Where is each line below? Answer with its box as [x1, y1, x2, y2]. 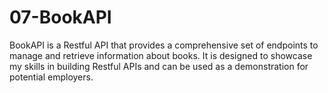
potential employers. [9, 71, 94, 83]
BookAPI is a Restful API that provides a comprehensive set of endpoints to [9, 39, 319, 51]
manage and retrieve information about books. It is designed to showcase [9, 49, 313, 61]
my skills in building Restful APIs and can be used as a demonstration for [9, 60, 309, 72]
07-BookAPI [9, 6, 112, 29]
